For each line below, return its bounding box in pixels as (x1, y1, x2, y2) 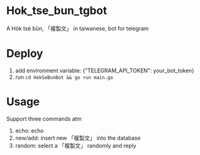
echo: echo (15, 127, 44, 134)
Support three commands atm (6, 115, 82, 123)
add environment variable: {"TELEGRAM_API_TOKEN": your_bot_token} (15, 67, 194, 74)
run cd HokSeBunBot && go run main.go (15, 73, 113, 80)
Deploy (6, 47, 43, 61)
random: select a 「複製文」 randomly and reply (15, 142, 136, 149)
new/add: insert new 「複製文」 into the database (15, 134, 141, 142)
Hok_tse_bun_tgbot (6, 4, 107, 18)
